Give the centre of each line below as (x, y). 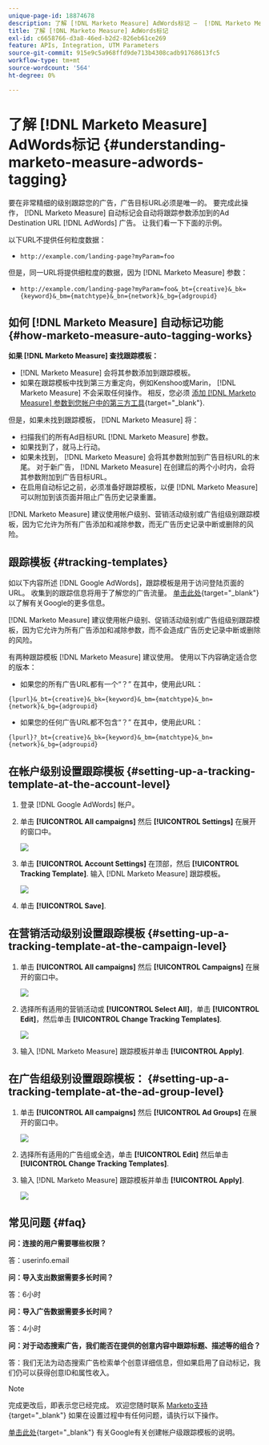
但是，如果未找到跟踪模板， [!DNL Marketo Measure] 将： (104, 420)
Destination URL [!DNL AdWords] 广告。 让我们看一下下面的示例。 (117, 222)
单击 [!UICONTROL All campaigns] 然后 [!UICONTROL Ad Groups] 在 (135, 1112)
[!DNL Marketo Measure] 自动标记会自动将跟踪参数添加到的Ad (126, 213)
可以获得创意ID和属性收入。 (68, 1373)
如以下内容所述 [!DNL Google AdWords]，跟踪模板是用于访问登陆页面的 (126, 583)
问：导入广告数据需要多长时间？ (61, 1312)
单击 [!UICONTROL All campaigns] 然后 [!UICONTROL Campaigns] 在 (136, 967)
